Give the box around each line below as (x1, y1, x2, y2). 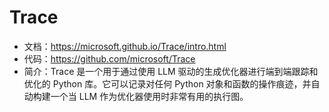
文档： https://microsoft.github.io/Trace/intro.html (23, 40, 227, 52)
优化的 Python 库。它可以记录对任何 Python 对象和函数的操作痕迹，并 (23, 77, 312, 90)
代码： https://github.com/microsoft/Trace (23, 52, 196, 65)
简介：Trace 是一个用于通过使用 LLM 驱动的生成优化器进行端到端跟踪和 (23, 65, 319, 77)
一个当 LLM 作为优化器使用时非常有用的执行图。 (50, 90, 249, 102)
